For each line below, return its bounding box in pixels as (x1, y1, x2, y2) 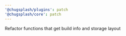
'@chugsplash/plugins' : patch (5, 7, 69, 12)
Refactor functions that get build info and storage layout (5, 25, 121, 31)
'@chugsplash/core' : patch (5, 12, 61, 17)
